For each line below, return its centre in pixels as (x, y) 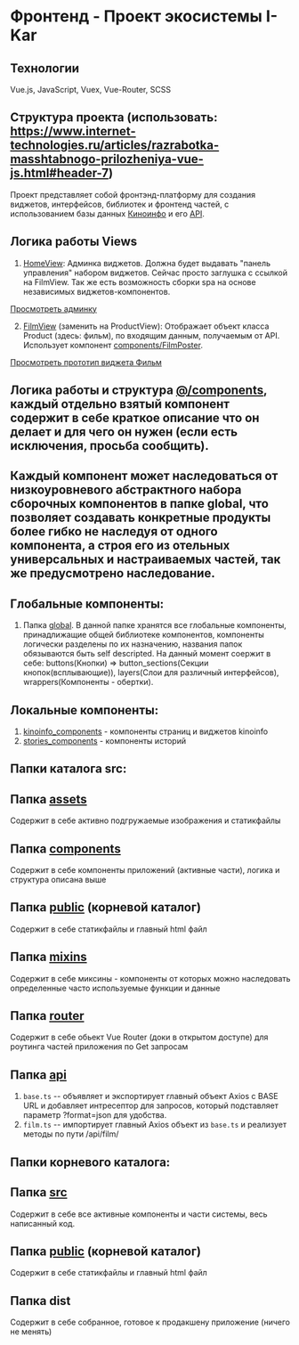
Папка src (39, 1192)
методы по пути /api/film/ (71, 1134)
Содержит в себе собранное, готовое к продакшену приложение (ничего (150, 1322)
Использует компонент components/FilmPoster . (113, 345)
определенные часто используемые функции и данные (115, 988)
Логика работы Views (73, 242)
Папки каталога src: (69, 769)
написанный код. (43, 1223)
